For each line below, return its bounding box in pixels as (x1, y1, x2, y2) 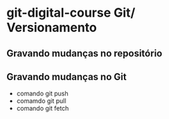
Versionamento (6, 19, 98, 35)
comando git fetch (16, 104, 69, 113)
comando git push (16, 89, 69, 98)
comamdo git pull (16, 97, 66, 105)
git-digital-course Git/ (6, 5, 136, 21)
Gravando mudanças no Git (6, 71, 127, 83)
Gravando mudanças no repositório (6, 47, 163, 59)
